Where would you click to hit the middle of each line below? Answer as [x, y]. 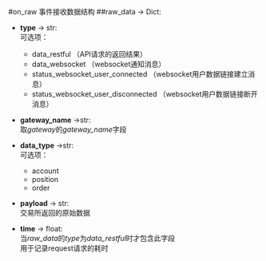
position [45, 179]
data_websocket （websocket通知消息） [99, 64]
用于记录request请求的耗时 [64, 248]
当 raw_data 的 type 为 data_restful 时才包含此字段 [97, 238]
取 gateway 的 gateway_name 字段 [73, 129]
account [45, 171]
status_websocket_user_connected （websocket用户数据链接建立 [140, 74]
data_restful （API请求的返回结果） [89, 54]
